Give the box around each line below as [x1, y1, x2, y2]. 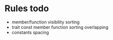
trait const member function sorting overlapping [11, 24, 109, 30]
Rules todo [4, 3, 49, 14]
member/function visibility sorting [11, 19, 80, 25]
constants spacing [11, 29, 49, 35]
